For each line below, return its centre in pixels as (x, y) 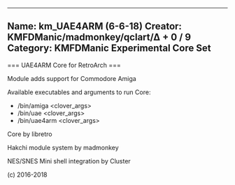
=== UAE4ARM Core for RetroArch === (64, 65)
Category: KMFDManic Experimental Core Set (109, 49)
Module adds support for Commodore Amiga (72, 78)
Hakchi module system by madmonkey (63, 147)
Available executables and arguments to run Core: (79, 92)
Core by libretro (30, 134)
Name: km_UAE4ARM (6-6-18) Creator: (94, 26)
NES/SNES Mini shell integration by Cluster (69, 161)
